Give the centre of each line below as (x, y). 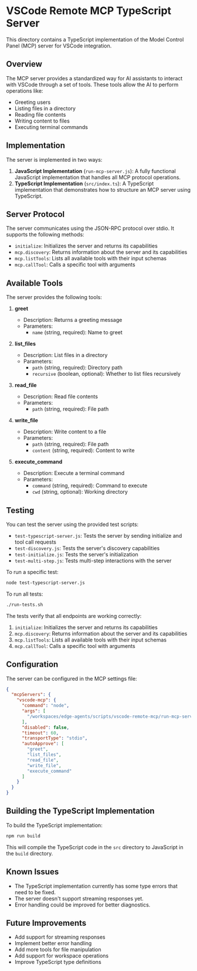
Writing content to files (42, 121)
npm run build (23, 836)
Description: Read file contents (61, 396)
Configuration (32, 665)
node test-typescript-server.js (45, 583)
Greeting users (33, 102)
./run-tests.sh (25, 605)
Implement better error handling (53, 943)
